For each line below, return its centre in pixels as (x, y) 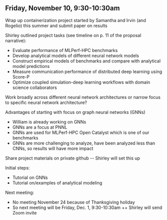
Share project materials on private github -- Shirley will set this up (73, 158)
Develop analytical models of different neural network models (76, 55)
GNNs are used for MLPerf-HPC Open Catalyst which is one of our (81, 132)
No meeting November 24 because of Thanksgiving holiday (74, 202)
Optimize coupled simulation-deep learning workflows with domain (81, 82)
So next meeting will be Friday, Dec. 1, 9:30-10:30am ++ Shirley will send (87, 207)
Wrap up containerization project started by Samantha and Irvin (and (76, 20)
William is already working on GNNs (49, 121)
